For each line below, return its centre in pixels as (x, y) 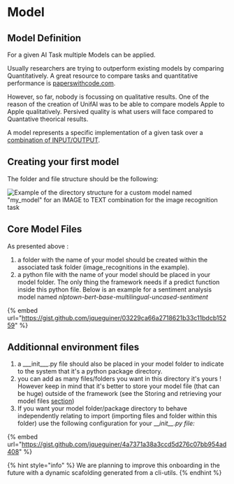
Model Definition (44, 38)
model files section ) (46, 401)
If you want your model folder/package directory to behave (102, 408)
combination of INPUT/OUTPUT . (54, 140)
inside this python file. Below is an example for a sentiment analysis (114, 289)
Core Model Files (45, 229)
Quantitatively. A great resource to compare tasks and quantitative (103, 76)
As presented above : (38, 246)
